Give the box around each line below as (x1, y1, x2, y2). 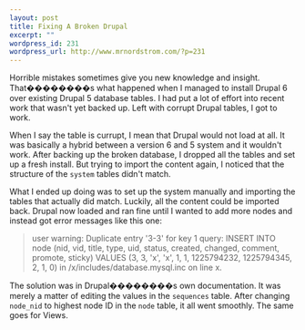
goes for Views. (9, 310, 68, 321)
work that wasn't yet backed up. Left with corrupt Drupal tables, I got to (9, 102, 278, 114)
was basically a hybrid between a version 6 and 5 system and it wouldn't (9, 139, 282, 150)
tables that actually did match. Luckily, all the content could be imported (9, 196, 280, 207)
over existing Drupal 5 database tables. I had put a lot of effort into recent (9, 93, 285, 104)
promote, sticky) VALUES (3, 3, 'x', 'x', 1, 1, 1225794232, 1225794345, (31, 253, 293, 263)
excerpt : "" (9, 30, 55, 39)
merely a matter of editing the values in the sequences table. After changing (9, 291, 290, 302)
